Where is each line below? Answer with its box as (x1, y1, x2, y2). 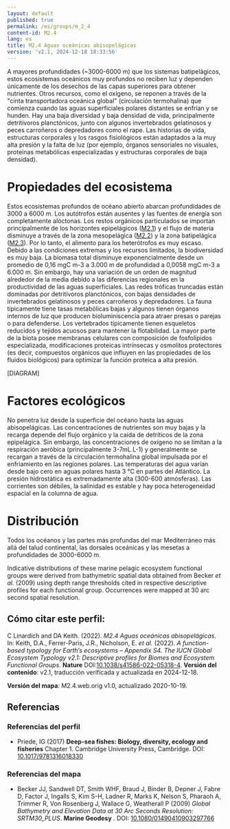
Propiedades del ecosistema (7, 180, 173, 195)
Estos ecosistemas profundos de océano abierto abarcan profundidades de (7, 202, 221, 210)
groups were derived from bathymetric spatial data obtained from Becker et (7, 571, 221, 579)
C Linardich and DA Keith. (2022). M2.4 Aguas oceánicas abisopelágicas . (7, 631, 216, 640)
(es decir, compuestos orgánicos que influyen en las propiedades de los (7, 348, 211, 357)
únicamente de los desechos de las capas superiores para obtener (7, 82, 196, 90)
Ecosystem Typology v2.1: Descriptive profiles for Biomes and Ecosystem (7, 653, 215, 662)
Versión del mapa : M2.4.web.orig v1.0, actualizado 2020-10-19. (7, 681, 187, 689)
